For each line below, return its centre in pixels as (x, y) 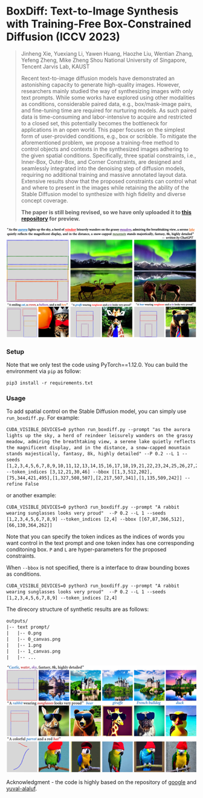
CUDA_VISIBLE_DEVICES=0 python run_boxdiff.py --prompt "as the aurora (98, 430)
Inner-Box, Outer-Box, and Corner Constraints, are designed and (101, 162)
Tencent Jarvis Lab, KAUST (55, 66)
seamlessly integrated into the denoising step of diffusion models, (103, 168)
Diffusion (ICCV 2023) (63, 37)
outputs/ (17, 621)
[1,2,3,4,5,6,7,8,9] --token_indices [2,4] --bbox (71, 519)
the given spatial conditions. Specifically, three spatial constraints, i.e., (108, 155)
